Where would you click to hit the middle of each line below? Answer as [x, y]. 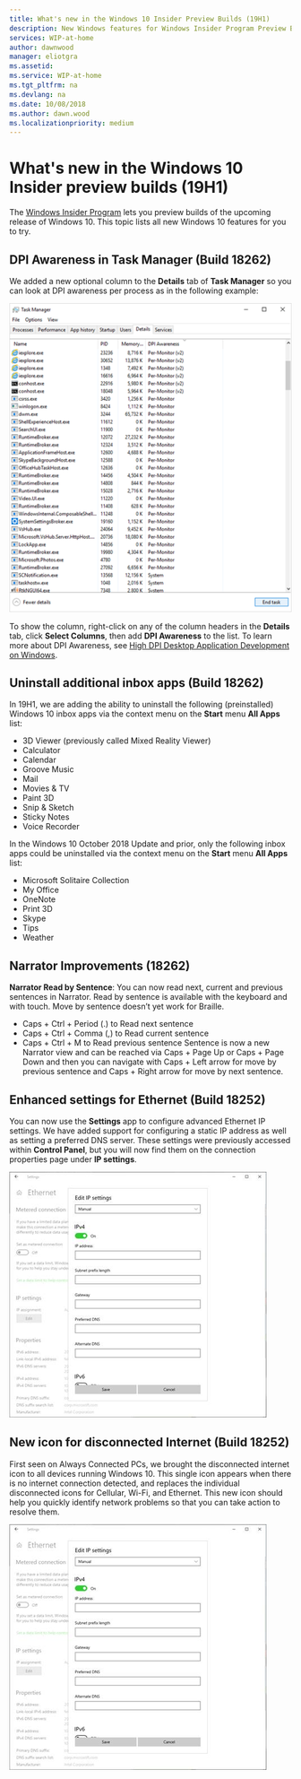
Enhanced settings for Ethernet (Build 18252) [138, 1100]
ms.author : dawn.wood [50, 113]
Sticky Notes [46, 817]
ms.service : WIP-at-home [56, 76]
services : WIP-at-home [52, 38]
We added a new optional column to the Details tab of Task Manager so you [150, 281]
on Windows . [34, 655]
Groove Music [48, 769]
